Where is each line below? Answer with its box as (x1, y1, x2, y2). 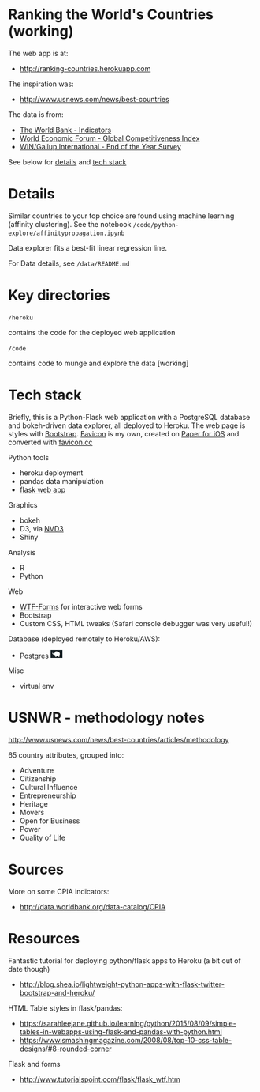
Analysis (8, 547, 36, 557)
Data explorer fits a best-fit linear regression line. (8, 243, 168, 252)
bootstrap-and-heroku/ (19, 988, 95, 998)
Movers (19, 808, 45, 818)
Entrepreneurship (19, 791, 76, 800)
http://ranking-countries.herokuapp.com (19, 63, 151, 73)
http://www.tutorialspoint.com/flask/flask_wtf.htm (19, 1075, 181, 1084)
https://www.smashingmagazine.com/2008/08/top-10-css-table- (19, 1036, 232, 1045)
